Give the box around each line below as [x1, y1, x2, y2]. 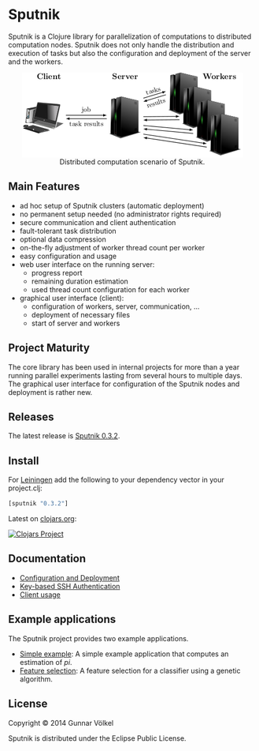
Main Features [8, 180, 80, 193]
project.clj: [8, 483, 43, 493]
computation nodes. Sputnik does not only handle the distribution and [8, 39, 235, 49]
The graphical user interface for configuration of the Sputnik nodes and [8, 379, 240, 389]
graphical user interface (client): [19, 293, 124, 302]
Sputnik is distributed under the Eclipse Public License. [8, 733, 187, 743]
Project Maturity [8, 341, 91, 355]
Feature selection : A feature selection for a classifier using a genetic [19, 666, 241, 675]
